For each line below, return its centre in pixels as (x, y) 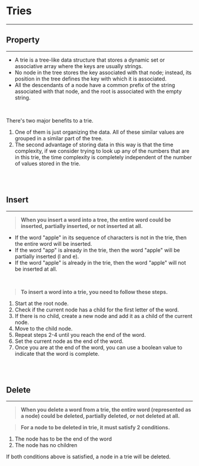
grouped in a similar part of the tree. (59, 138)
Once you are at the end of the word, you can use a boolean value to (98, 347)
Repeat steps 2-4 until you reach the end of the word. (80, 335)
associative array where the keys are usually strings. (79, 66)
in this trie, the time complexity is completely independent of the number (103, 157)
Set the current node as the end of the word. (69, 341)
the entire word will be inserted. (53, 243)
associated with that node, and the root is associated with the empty (98, 91)
